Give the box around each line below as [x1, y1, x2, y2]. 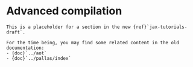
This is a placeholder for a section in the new [6, 24, 131, 30]
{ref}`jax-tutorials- [133, 24, 188, 30]
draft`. [6, 29, 26, 35]
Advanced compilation [6, 4, 122, 18]
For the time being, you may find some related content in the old [6, 39, 180, 45]
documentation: [6, 45, 45, 51]
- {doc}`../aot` [6, 50, 47, 56]
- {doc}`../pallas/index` [6, 55, 71, 61]
